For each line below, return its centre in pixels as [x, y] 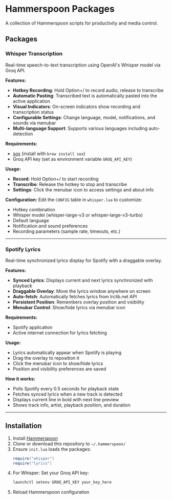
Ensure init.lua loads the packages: [52, 449]
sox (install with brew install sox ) [49, 154]
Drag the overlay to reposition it [46, 358]
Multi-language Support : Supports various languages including [80, 128]
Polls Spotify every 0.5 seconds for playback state [66, 388]
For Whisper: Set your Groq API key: [51, 473]
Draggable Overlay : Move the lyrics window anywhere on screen [82, 291]
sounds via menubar [34, 123]
